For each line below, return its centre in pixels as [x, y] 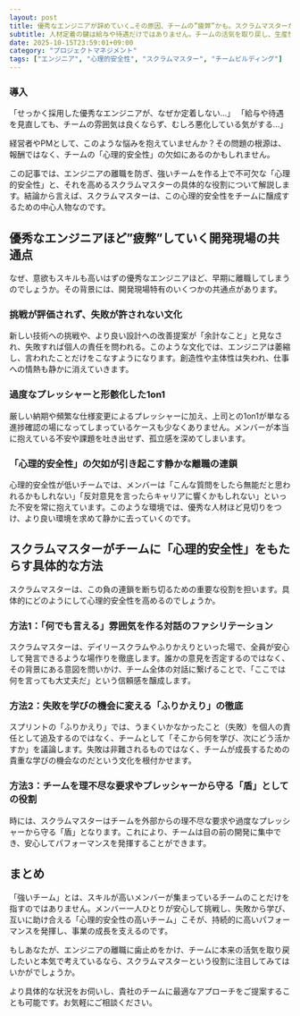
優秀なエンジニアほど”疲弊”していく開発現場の [138, 238]
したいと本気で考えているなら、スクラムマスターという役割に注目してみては [150, 961]
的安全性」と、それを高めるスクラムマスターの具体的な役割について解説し [146, 185]
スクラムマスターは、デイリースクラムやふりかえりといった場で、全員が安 [146, 647]
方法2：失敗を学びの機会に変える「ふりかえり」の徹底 [126, 706]
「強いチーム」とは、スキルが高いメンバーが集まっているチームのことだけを [150, 897]
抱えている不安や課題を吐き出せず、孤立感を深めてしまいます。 [133, 438]
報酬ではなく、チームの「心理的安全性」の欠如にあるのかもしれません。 [142, 155]
